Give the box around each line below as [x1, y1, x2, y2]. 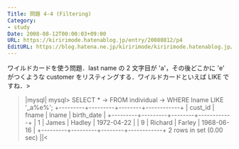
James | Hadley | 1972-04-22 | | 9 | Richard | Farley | [46, 118, 201, 126]
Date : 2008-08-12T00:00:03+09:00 [7, 30, 107, 38]
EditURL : [7, 43, 33, 50]
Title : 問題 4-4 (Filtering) [7, 10, 92, 18]
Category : [7, 17, 37, 24]
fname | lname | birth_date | [24, 111, 106, 119]
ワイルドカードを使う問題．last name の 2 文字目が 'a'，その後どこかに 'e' [7, 64, 225, 72]
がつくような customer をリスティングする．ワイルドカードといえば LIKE [7, 72, 222, 81]
